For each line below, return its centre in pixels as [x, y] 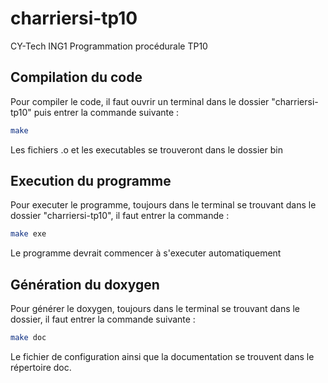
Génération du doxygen [85, 284]
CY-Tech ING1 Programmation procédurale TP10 [109, 46]
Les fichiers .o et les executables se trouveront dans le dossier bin [146, 149]
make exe [28, 234]
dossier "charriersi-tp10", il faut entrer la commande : [120, 216]
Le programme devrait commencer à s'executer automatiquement [146, 253]
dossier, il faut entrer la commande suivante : [103, 319]
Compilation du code [76, 77]
